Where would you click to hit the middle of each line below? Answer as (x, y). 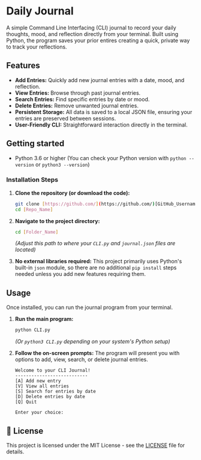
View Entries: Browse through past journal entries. (78, 93)
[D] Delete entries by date (50, 397)
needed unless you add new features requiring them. (80, 274)
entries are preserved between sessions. (65, 118)
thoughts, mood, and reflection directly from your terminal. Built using (92, 34)
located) (25, 249)
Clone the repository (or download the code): (72, 193)
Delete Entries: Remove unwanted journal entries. (77, 106)
